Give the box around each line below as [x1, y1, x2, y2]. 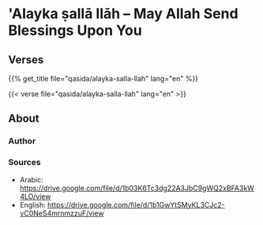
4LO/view [19, 191, 51, 201]
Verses [8, 53, 44, 66]
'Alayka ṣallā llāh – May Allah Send [8, 5, 239, 23]
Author [8, 136, 36, 147]
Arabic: [19, 174, 43, 184]
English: [19, 200, 46, 209]
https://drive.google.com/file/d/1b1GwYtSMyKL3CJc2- [47, 200, 225, 209]
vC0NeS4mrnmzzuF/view [19, 208, 104, 218]
